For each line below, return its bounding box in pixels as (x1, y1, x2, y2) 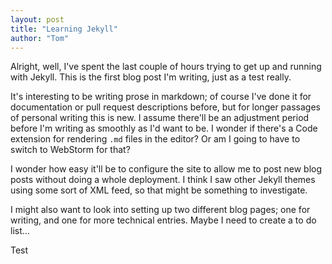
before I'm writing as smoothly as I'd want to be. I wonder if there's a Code (10, 122, 318, 135)
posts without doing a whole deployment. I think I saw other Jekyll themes (10, 174, 316, 186)
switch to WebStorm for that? (10, 144, 131, 156)
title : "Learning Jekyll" (10, 24, 118, 34)
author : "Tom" (10, 33, 70, 43)
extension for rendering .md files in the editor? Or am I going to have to (10, 133, 301, 145)
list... (10, 225, 30, 237)
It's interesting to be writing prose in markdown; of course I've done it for (10, 91, 312, 103)
